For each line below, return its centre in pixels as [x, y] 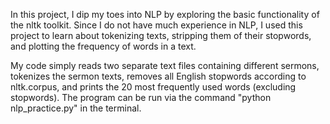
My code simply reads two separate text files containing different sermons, [165, 65]
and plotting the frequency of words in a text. [103, 46]
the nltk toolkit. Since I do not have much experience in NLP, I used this [156, 25]
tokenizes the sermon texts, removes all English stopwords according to [158, 76]
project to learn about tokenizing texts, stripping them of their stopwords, [161, 35]
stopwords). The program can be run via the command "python [141, 97]
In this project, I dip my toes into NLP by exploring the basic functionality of [165, 14]
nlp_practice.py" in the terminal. [76, 108]
